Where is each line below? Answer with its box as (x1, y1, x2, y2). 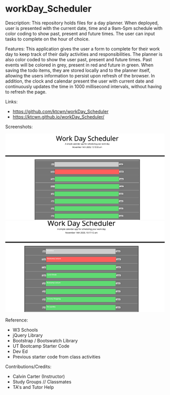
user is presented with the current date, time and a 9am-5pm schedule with (5, 25, 163, 31)
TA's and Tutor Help (12, 384, 54, 390)
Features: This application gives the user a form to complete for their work (5, 46, 160, 52)
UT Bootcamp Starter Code (12, 343, 70, 349)
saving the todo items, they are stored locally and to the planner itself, (5, 67, 151, 73)
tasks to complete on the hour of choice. (5, 36, 90, 42)
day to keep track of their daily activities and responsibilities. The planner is (5, 51, 163, 57)
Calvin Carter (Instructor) (12, 373, 65, 379)
